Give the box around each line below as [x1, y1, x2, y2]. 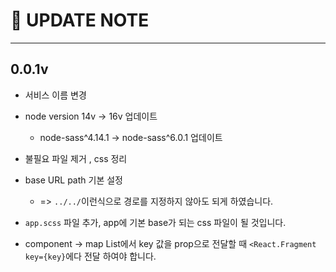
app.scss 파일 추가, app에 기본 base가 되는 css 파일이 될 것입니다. [24, 216, 287, 228]
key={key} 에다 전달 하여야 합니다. [24, 250, 157, 262]
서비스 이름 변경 [24, 89, 87, 101]
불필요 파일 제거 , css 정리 [24, 152, 128, 164]
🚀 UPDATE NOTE [10, 9, 150, 32]
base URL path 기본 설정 [24, 174, 123, 186]
